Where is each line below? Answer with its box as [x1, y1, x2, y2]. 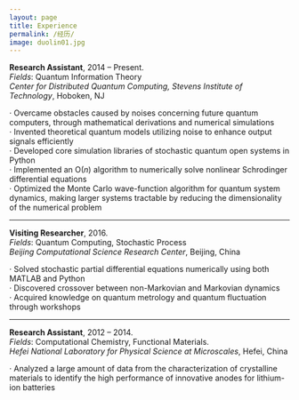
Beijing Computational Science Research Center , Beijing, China [9, 246, 241, 258]
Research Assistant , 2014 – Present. [9, 62, 144, 73]
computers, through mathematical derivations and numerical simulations [9, 117, 275, 128]
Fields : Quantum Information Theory [9, 72, 142, 83]
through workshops [9, 301, 82, 312]
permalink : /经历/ [9, 29, 75, 38]
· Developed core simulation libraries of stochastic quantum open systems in [9, 146, 290, 156]
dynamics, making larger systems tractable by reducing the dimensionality [9, 193, 282, 204]
